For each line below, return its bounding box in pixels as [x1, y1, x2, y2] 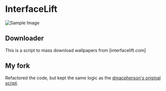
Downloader [5, 34, 44, 43]
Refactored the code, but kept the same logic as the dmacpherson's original [5, 75, 161, 81]
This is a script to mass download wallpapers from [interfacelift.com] [5, 47, 146, 53]
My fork [5, 62, 30, 70]
